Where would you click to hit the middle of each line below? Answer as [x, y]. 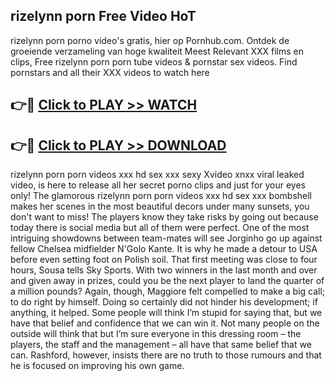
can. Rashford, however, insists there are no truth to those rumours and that [166, 355]
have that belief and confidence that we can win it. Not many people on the [165, 323]
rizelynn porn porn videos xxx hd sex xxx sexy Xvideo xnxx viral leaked [157, 175]
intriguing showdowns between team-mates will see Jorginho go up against [166, 238]
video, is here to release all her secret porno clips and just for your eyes [158, 185]
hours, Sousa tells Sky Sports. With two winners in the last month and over [164, 270]
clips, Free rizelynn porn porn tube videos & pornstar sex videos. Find [154, 61]
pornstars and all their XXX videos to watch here [110, 72]
